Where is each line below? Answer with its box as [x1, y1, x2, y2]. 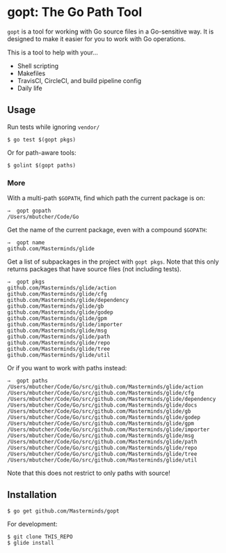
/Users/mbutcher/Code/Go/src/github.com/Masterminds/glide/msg [7, 432, 195, 439]
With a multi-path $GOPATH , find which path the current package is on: [7, 194, 205, 202]
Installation [7, 489, 57, 501]
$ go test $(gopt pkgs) [7, 136, 76, 143]
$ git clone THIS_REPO [7, 533, 73, 540]
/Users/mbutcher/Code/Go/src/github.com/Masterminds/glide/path [7, 439, 197, 446]
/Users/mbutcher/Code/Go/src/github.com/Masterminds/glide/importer [7, 426, 210, 433]
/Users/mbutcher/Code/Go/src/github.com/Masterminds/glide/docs [7, 402, 197, 409]
